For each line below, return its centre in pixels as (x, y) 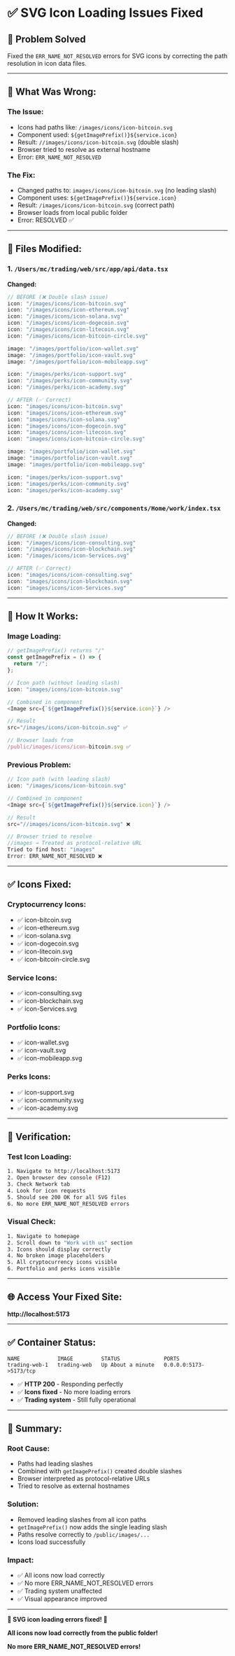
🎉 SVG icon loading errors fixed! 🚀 (57, 1619)
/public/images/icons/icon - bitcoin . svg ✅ (69, 747)
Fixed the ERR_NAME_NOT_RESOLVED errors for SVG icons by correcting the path (117, 56)
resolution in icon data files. (47, 63)
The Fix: (21, 175)
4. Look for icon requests (47, 1191)
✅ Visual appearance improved (62, 1599)
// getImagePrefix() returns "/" (56, 651)
